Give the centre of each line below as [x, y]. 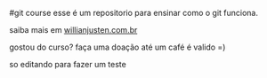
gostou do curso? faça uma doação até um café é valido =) [117, 47]
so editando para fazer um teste [68, 64]
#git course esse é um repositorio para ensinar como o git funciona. [134, 13]
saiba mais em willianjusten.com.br [73, 30]
